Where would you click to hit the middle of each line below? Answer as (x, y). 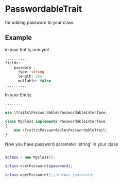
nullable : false (34, 81)
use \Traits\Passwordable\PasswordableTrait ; (61, 130)
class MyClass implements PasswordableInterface (55, 121)
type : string (31, 72)
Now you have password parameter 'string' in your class (61, 144)
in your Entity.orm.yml (27, 49)
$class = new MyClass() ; (30, 157)
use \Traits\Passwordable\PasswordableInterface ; (56, 112)
